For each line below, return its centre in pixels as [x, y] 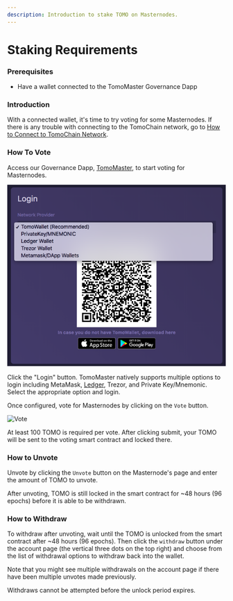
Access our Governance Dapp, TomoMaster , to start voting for [96, 167]
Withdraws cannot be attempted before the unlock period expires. [102, 591]
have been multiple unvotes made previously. [72, 577]
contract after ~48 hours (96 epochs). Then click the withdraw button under [115, 541]
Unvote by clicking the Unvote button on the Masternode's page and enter [112, 473]
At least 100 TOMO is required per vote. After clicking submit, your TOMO [112, 432]
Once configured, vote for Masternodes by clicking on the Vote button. [108, 405]
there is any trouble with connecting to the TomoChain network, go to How [114, 127]
